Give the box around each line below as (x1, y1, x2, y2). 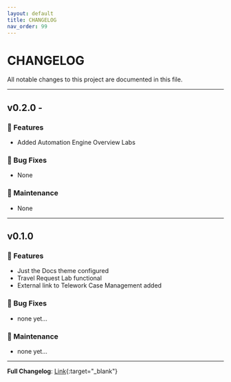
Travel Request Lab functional (16, 274, 102, 283)
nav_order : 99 (7, 23, 48, 30)
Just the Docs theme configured (16, 267, 109, 275)
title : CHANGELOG (7, 17, 57, 23)
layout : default (7, 10, 54, 17)
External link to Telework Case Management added (16, 281, 162, 290)
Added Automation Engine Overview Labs (16, 139, 136, 146)
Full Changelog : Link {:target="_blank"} (7, 367, 118, 375)
